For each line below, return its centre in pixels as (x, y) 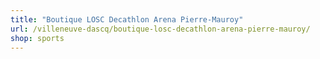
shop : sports (37, 38)
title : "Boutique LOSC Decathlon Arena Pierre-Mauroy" (127, 19)
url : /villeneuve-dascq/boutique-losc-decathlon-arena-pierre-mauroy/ (160, 29)
